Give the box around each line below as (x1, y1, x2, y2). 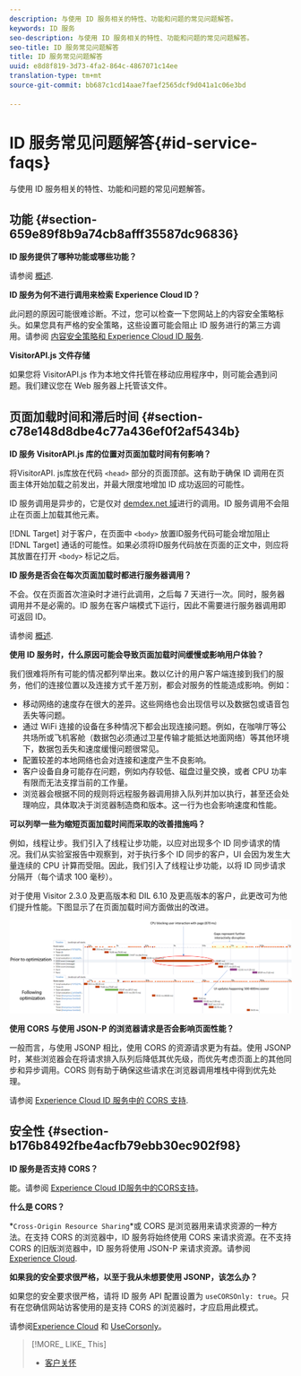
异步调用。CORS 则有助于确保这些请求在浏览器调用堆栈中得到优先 (24, 1065, 269, 1076)
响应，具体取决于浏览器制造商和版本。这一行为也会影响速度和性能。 (30, 799, 282, 811)
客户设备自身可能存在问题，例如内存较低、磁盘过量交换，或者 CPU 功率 (21, 766, 288, 777)
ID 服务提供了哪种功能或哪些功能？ (9, 251, 137, 262)
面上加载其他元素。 (32, 509, 104, 520)
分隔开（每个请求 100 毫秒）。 (9, 871, 118, 883)
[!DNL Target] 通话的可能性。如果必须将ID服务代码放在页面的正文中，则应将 (9, 539, 289, 551)
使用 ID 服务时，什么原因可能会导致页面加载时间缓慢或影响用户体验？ (9, 649, 264, 660)
